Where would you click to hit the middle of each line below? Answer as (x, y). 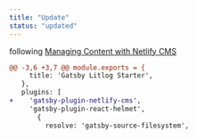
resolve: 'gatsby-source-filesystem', (117, 126)
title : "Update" (39, 17)
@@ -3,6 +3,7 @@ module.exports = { (77, 68)
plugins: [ (41, 93)
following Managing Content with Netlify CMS (93, 51)
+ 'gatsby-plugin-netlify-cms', (75, 101)
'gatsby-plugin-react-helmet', (87, 109)
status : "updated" (43, 26)
